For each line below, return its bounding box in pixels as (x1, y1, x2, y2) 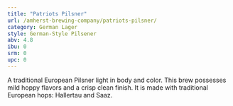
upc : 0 (7, 57, 27, 64)
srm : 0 (7, 50, 27, 57)
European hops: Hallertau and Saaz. (7, 90, 113, 99)
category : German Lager (7, 23, 78, 30)
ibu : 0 (7, 43, 27, 50)
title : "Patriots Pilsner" (7, 10, 87, 18)
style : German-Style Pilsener (7, 30, 97, 37)
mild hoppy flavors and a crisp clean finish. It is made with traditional (7, 83, 208, 92)
